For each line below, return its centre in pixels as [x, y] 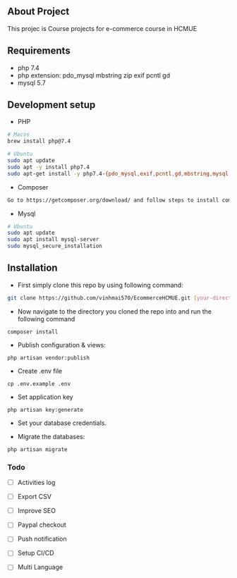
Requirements [39, 51]
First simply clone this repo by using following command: [100, 285]
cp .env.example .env [39, 383]
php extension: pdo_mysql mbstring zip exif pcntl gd [94, 75]
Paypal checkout [42, 525]
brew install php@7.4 [39, 141]
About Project [38, 12]
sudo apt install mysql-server [53, 240]
